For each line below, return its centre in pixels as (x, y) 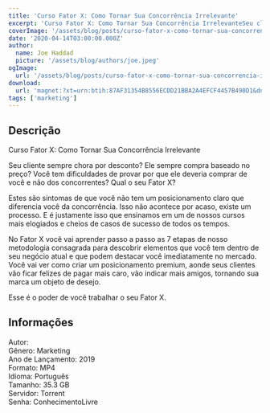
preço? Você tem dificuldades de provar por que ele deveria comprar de (128, 174)
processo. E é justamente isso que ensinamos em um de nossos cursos (127, 215)
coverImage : (28, 31)
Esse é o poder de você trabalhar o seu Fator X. (87, 297)
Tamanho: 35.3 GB (39, 384)
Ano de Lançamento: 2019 (52, 359)
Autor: (19, 341)
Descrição (35, 131)
